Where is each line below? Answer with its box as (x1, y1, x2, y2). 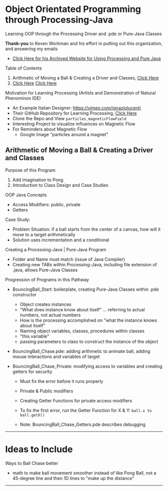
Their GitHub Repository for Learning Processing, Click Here (12, 110, 137, 116)
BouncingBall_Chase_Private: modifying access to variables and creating (12, 363, 162, 369)
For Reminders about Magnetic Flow (12, 126, 87, 132)
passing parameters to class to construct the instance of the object (19, 338, 158, 344)
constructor (12, 291, 37, 297)
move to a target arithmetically (12, 231, 75, 237)
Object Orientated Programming (5, 4, 141, 15)
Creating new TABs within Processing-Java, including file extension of (12, 261, 157, 267)
